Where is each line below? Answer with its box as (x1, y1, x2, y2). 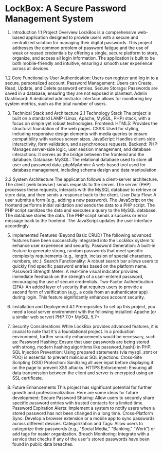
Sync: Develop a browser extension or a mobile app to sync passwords (12, 415, 155, 421)
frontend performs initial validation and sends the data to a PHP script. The (5, 202, 155, 208)
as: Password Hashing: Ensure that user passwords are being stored (12, 339, 149, 345)
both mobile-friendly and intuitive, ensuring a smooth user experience (12, 60, 153, 66)
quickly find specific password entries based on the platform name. (12, 263, 147, 269)
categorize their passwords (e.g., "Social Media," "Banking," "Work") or (12, 426, 155, 432)
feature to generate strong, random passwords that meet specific (12, 247, 144, 253)
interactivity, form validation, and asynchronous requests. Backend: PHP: (12, 141, 159, 147)
